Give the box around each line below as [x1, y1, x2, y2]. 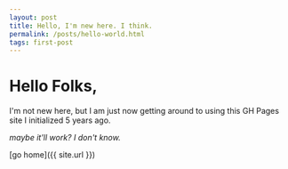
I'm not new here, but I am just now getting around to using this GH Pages [9, 106, 280, 117]
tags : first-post [9, 37, 74, 47]
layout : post [9, 12, 58, 22]
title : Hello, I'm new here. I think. [9, 21, 153, 30]
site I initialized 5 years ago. [9, 115, 111, 125]
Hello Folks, [9, 76, 98, 96]
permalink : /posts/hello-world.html [9, 29, 145, 38]
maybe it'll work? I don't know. [9, 133, 122, 143]
